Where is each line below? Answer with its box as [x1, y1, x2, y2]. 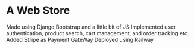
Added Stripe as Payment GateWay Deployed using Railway [6, 36, 154, 43]
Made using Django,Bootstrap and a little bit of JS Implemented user [6, 23, 176, 30]
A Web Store [6, 4, 70, 17]
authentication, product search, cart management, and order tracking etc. [6, 29, 189, 36]
